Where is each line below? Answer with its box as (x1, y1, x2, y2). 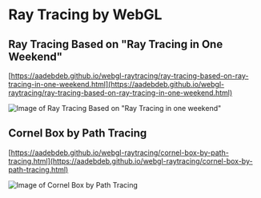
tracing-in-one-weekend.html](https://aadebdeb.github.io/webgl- (8, 80, 225, 89)
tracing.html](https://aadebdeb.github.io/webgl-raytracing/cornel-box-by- (8, 156, 254, 165)
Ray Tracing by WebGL (8, 6, 163, 24)
